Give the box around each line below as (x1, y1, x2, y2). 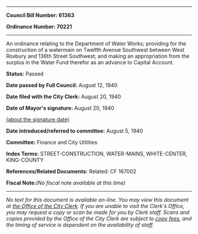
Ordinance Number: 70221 (6, 23, 72, 30)
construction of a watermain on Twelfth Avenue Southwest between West (6, 47, 184, 53)
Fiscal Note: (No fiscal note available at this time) (6, 179, 126, 186)
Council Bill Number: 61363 (6, 12, 75, 18)
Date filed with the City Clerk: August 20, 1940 (6, 93, 121, 100)
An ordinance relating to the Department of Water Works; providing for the (6, 40, 187, 47)
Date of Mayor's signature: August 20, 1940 (6, 104, 114, 111)
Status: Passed (6, 70, 44, 77)
